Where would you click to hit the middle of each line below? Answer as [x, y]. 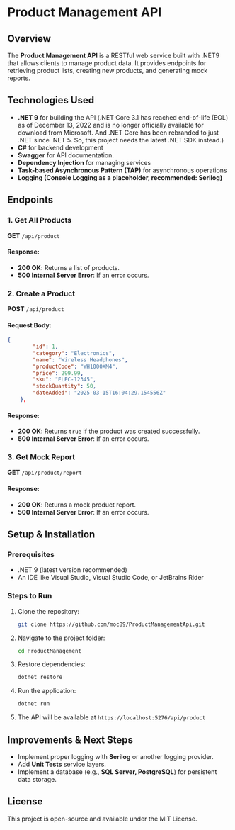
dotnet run [34, 704]
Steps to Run [30, 596]
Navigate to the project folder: [61, 638]
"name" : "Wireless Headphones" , [81, 360]
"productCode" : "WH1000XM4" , [76, 366]
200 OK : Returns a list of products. [69, 267]
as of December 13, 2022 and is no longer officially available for [110, 125]
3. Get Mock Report [41, 457]
